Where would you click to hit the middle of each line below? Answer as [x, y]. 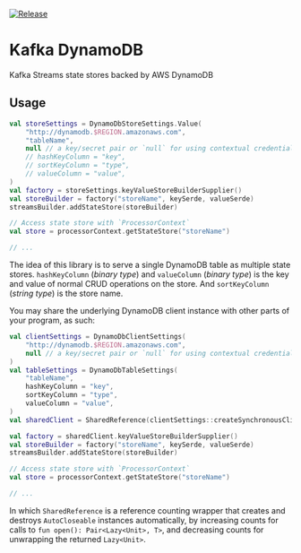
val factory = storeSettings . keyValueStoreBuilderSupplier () [126, 190]
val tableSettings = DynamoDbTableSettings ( [94, 370]
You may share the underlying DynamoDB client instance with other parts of [149, 311]
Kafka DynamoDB [76, 50]
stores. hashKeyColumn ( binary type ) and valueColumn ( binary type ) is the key [149, 274]
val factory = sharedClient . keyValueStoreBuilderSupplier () [124, 436]
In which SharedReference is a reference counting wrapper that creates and [147, 510]
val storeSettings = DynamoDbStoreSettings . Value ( [106, 124]
